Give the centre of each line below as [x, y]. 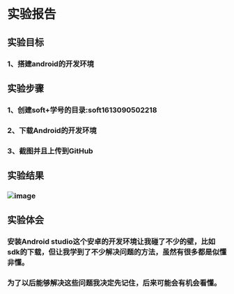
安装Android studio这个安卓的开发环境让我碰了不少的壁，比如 [111, 242]
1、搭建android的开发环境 [50, 63]
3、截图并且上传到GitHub [50, 150]
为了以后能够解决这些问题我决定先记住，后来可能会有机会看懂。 [114, 283]
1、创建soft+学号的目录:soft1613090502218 [82, 110]
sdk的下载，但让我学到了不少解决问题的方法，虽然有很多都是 [110, 252]
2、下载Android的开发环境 [52, 130]
